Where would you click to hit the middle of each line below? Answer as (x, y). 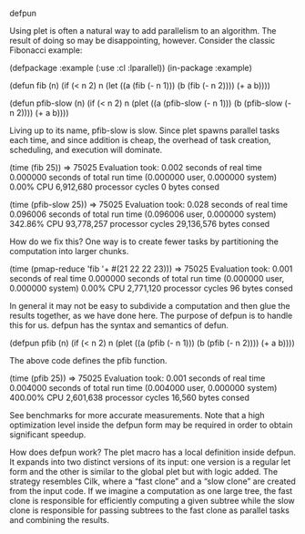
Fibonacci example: (46, 50)
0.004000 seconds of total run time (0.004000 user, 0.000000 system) (143, 388)
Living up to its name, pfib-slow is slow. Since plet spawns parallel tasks (145, 130)
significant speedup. (48, 435)
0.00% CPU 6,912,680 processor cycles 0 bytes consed (115, 187)
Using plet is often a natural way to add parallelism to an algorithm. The (143, 31)
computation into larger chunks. (69, 251)
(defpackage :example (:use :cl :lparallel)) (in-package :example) (131, 68)
